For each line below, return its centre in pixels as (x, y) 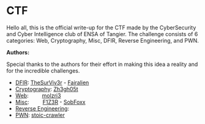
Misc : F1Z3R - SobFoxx (50, 102)
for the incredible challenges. (43, 70)
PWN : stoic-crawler (40, 115)
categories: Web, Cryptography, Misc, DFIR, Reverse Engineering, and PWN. (102, 40)
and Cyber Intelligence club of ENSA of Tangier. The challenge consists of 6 (102, 34)
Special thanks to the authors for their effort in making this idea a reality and (102, 64)
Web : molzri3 (38, 95)
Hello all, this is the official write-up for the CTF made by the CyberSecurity (101, 27)
